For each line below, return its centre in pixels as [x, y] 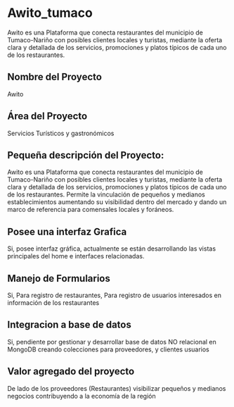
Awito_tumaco [50, 13]
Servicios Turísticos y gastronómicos [61, 133]
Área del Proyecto [47, 117]
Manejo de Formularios [59, 278]
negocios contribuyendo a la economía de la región [82, 396]
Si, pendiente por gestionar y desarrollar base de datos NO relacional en [112, 342]
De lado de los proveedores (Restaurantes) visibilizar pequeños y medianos [117, 388]
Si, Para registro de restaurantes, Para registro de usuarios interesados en [114, 295]
